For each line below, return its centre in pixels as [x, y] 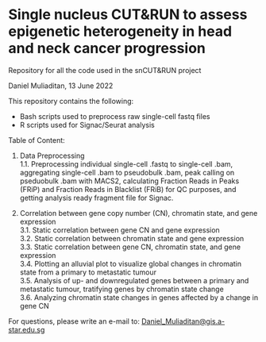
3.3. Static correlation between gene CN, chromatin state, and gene [130, 247]
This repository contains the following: [71, 101]
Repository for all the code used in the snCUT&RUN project [105, 70]
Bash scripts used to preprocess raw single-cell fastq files [115, 116]
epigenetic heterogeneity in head [120, 31]
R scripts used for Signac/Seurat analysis [87, 125]
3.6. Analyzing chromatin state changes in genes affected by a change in [139, 297]
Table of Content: [37, 140]
